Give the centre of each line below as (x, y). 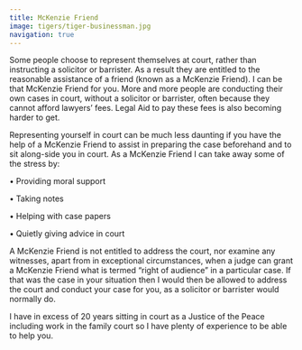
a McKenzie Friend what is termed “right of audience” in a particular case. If (150, 271)
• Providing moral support (58, 181)
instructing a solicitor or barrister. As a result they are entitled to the (135, 69)
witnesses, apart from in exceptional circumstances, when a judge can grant (151, 261)
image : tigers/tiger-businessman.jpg (80, 26)
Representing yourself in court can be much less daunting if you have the (146, 135)
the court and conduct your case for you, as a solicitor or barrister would (144, 290)
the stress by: (35, 164)
